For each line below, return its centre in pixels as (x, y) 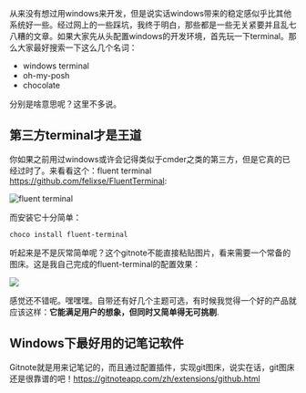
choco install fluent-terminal (69, 234)
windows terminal (56, 66)
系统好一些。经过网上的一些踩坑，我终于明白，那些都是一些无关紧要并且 (145, 25)
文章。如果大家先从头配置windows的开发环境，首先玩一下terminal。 (161, 36)
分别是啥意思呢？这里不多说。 (65, 104)
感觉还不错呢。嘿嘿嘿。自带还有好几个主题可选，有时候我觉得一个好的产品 (149, 300)
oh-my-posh (46, 75)
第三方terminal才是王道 (76, 135)
